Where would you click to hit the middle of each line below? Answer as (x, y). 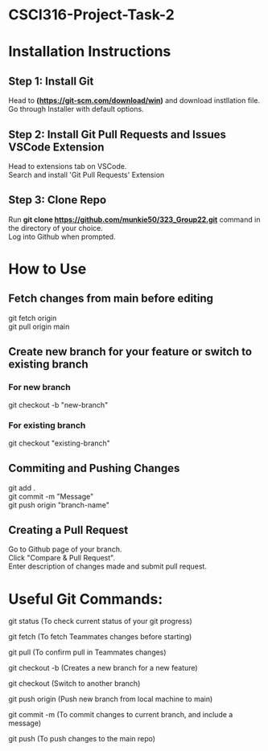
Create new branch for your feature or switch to (130, 352)
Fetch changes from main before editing (111, 299)
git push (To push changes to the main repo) (82, 739)
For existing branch (47, 425)
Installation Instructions (90, 52)
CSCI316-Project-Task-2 (91, 15)
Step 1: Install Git (51, 81)
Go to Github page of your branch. (65, 549)
